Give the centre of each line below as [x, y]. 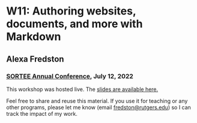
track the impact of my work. [42, 113]
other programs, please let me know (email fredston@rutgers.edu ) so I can [98, 107]
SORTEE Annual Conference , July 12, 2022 [70, 76]
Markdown [34, 37]
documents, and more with [74, 24]
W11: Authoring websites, [71, 11]
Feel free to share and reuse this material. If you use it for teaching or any [97, 101]
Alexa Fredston [35, 59]
